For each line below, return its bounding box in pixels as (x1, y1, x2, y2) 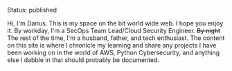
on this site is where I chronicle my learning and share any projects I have (7, 41, 217, 49)
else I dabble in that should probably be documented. (7, 56, 160, 64)
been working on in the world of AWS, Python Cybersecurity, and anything (7, 48, 220, 57)
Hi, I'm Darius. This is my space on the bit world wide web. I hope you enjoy (7, 19, 224, 27)
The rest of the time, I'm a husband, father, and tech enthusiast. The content (7, 34, 225, 42)
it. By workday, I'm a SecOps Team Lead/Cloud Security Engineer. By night (7, 27, 220, 34)
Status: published (7, 6, 57, 14)
